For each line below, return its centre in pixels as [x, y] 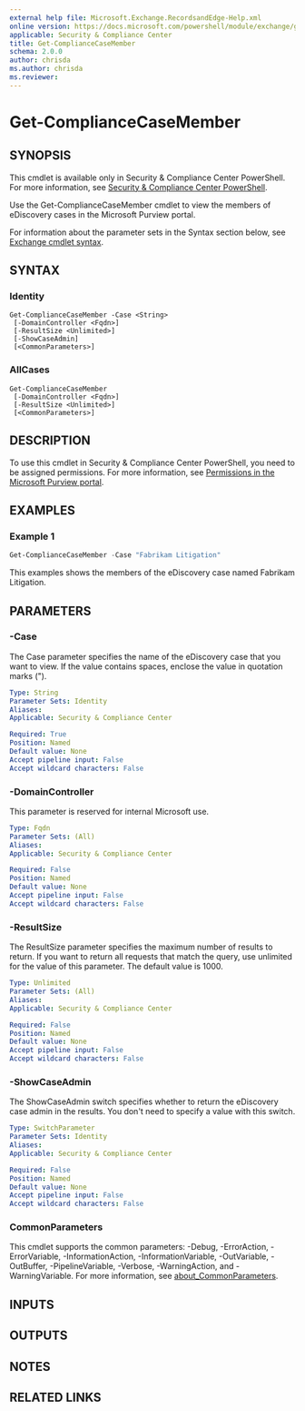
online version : [40, 26]
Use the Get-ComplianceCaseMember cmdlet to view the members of [140, 205]
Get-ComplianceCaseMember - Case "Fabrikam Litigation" [115, 555]
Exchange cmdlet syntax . [57, 241]
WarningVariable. [42, 1276]
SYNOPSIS [40, 156]
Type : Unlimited [40, 983]
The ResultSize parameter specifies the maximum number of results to [141, 947]
